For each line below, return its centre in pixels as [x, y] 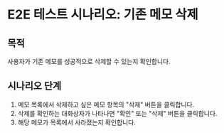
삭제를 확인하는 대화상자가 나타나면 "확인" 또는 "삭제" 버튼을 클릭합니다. [117, 113]
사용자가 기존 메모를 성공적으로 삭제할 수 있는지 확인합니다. [89, 62]
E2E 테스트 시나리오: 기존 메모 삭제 [103, 15]
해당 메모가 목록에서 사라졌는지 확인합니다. [77, 122]
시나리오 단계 [34, 86]
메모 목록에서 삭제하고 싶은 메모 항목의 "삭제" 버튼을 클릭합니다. [106, 105]
